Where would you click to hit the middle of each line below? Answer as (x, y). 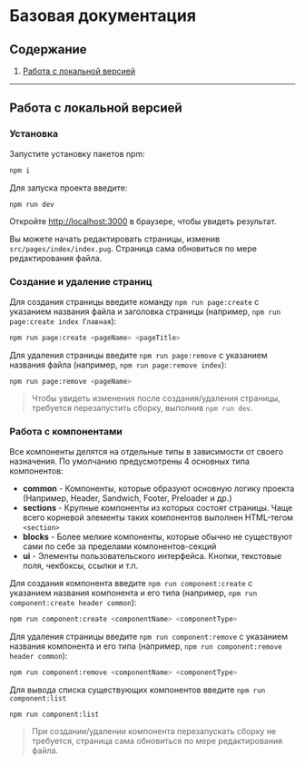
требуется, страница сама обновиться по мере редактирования (157, 741)
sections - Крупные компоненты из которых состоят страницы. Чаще (157, 507)
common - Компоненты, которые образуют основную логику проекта (158, 488)
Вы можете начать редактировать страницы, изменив (115, 239)
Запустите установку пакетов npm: (77, 153)
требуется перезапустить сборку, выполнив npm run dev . (142, 408)
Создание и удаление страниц (81, 282)
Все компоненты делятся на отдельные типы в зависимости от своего (147, 451)
